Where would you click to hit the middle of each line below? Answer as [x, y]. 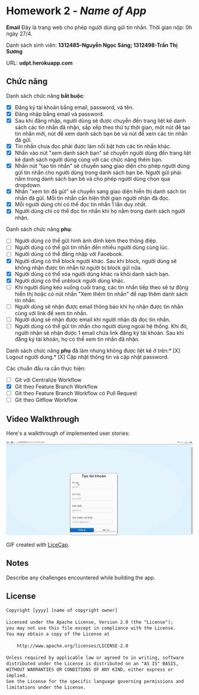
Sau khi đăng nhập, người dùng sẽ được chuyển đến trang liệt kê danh [100, 120]
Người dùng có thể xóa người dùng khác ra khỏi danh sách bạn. [92, 274]
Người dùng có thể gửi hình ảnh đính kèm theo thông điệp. [86, 241]
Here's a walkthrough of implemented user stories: [68, 433]
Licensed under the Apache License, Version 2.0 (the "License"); [90, 622]
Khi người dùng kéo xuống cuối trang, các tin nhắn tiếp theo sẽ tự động [101, 287]
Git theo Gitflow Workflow [46, 400]
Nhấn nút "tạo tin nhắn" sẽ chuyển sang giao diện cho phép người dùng [102, 166]
